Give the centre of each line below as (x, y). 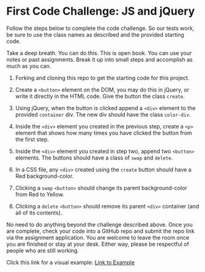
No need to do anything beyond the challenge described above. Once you (99, 224)
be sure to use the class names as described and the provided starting (95, 34)
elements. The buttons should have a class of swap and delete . (94, 158)
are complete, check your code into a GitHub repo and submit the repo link (100, 231)
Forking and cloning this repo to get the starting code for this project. (102, 78)
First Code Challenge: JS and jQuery (101, 11)
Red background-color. (44, 176)
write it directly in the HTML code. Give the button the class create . (100, 96)
